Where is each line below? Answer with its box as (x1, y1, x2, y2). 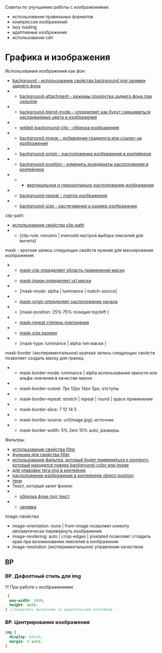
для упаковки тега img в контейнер (12, 467, 86, 473)
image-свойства (5, 513, 39, 519)
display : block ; (9, 634, 43, 640)
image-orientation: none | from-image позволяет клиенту (12, 523, 130, 529)
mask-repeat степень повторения (19, 319, 90, 325)
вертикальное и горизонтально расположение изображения (26, 182, 154, 188)
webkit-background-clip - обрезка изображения (19, 124, 119, 130)
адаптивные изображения (12, 30, 67, 35)
